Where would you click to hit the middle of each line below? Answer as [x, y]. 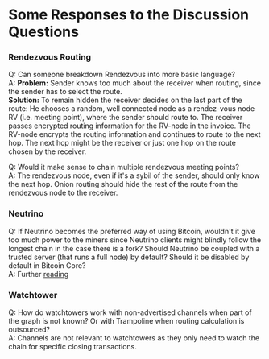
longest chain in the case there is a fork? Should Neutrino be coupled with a [134, 248]
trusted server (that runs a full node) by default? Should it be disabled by [129, 257]
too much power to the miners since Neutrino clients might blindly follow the [135, 240]
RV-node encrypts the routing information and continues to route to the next [134, 134]
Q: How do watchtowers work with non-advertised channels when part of [130, 312]
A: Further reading [39, 274]
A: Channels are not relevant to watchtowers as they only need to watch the [134, 338]
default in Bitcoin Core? [47, 265]
